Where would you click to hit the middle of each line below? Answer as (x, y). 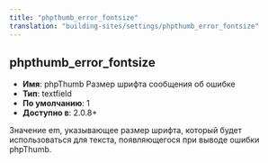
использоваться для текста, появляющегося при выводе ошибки (134, 140)
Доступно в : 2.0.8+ (60, 113)
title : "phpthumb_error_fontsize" (74, 18)
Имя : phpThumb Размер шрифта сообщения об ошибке (129, 84)
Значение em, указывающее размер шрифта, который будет (126, 131)
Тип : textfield (47, 94)
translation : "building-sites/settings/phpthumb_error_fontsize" (134, 26)
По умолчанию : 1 (56, 104)
